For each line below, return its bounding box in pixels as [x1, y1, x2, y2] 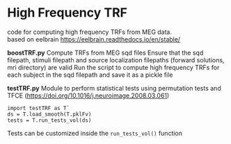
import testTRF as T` [7, 105, 70, 111]
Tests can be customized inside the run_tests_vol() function [7, 129, 183, 137]
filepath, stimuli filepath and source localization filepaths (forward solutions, [7, 55, 225, 64]
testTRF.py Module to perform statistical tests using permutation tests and [7, 84, 221, 92]
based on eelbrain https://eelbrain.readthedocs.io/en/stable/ [7, 35, 181, 43]
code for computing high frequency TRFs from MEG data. [7, 28, 173, 36]
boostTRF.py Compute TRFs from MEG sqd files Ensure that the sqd [7, 48, 204, 57]
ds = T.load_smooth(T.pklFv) [7, 111, 92, 118]
